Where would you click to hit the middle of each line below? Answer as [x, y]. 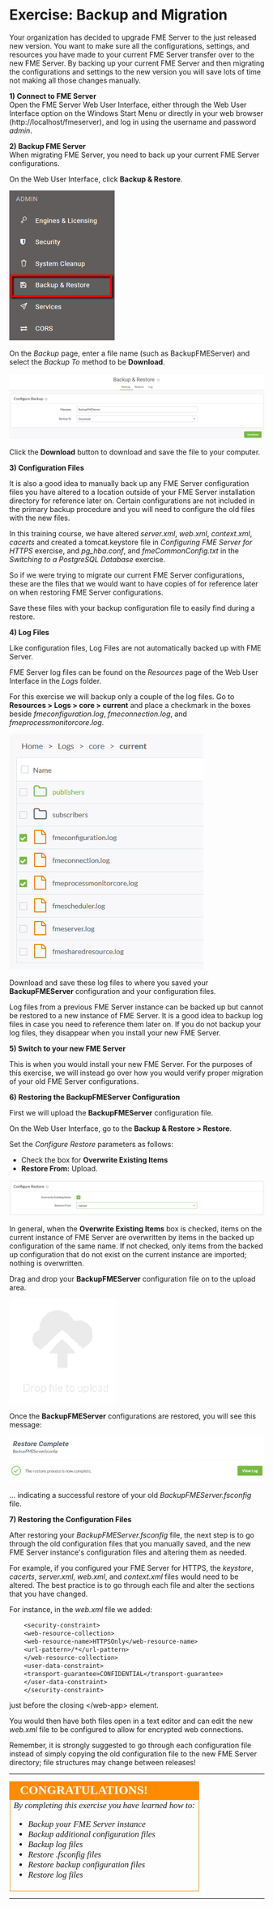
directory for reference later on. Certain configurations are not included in [132, 501]
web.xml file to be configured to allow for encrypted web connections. [126, 1730]
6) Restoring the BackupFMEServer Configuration [95, 1097]
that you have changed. [49, 1594]
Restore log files [55, 1875]
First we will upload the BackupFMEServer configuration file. [111, 1112]
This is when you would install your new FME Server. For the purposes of [131, 1064]
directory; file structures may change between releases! [103, 1763]
